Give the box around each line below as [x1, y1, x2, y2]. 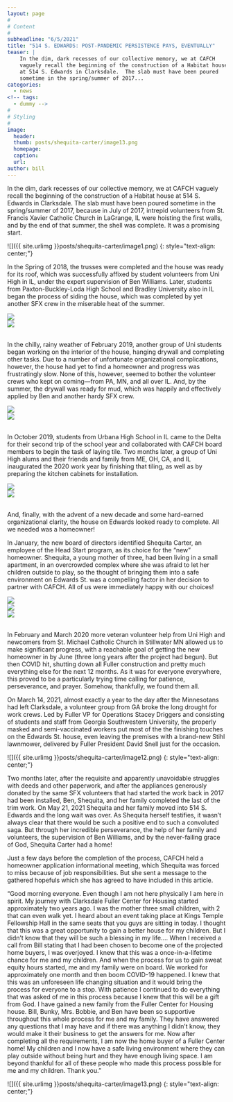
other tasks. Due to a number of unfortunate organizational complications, [7, 355, 218, 363]
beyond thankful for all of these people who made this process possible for [7, 1059, 222, 1067]
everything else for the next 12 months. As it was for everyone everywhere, [7, 667, 222, 675]
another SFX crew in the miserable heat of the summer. [7, 299, 165, 307]
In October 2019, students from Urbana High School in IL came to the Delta [7, 432, 221, 441]
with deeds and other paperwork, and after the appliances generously [7, 781, 207, 790]
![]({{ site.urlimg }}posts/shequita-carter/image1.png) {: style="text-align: [7, 241, 216, 250]
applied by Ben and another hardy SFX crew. [7, 391, 135, 400]
